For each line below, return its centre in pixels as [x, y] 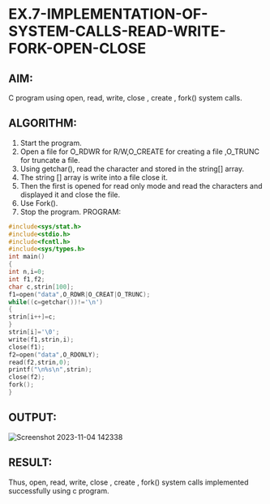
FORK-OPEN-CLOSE [77, 49]
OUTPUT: [32, 418]
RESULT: [30, 463]
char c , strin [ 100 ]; [41, 287]
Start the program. [51, 143]
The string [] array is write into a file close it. [94, 177]
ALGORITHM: [43, 124]
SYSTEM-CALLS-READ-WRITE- [117, 31]
